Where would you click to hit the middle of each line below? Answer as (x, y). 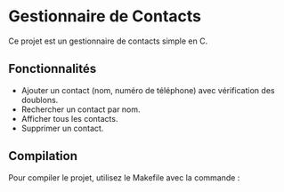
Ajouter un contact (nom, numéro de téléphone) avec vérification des (148, 90)
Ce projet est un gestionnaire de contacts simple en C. (108, 41)
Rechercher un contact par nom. (81, 109)
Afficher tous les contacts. (69, 118)
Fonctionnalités (53, 69)
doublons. (40, 100)
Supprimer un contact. (62, 128)
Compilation (43, 156)
